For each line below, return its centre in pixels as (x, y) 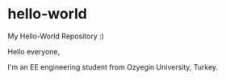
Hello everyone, (34, 51)
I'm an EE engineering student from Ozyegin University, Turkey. (113, 67)
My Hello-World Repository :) (56, 36)
